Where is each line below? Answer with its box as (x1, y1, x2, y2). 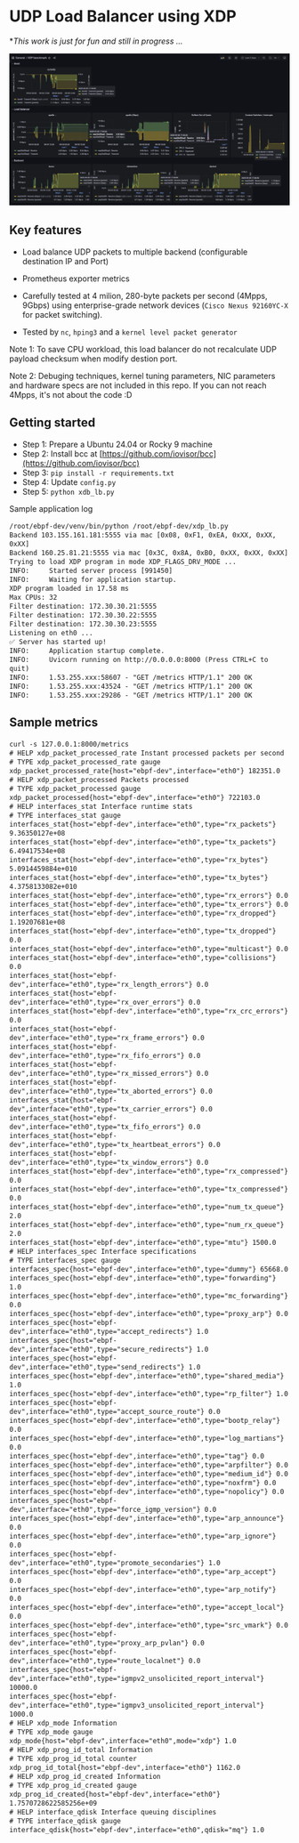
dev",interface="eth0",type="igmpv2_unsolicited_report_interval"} (9, 1674, 265, 1683)
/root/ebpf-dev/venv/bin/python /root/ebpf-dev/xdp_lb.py (9, 521, 229, 530)
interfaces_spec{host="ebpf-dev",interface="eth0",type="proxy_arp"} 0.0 (9, 1309, 289, 1318)
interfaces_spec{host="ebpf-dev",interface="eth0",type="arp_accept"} (9, 1567, 277, 1576)
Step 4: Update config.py (21, 476, 117, 487)
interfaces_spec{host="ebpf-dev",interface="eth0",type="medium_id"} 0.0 (9, 1469, 289, 1478)
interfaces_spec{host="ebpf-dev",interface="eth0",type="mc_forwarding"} (9, 1291, 289, 1300)
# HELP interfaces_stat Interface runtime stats (9, 802, 193, 811)
